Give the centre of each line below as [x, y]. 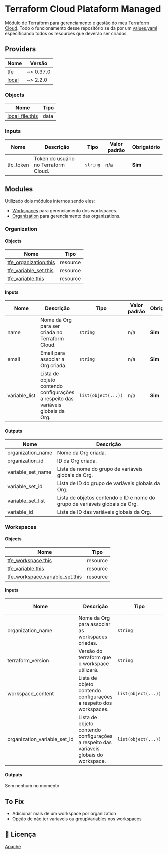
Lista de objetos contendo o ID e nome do [106, 497]
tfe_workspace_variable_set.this [45, 577]
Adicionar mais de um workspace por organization [64, 814]
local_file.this [23, 116]
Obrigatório [146, 147]
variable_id [20, 512]
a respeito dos [95, 703]
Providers [21, 49]
